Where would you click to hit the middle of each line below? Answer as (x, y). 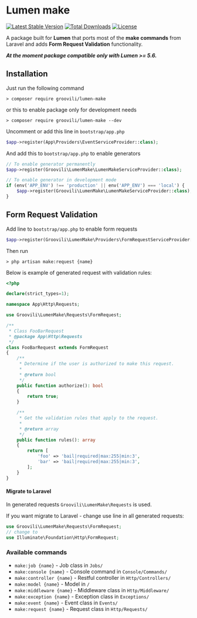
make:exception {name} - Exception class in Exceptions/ (82, 596)
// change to (22, 532)
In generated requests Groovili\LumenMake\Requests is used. (79, 504)
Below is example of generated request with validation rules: (79, 272)
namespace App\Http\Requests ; (43, 305)
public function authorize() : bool (60, 386)
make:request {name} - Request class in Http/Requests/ (81, 609)
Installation (27, 74)
